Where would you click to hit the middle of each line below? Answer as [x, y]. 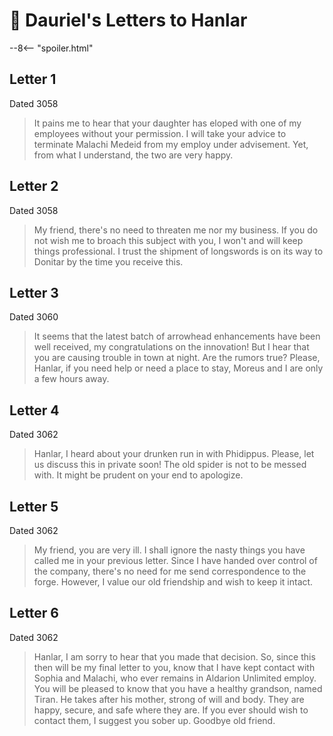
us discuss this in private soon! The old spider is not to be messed [170, 465]
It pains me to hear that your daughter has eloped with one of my [167, 123]
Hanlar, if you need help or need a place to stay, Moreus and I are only [178, 368]
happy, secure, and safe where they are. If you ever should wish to [171, 710]
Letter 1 [33, 79]
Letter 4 [34, 410]
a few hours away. [71, 379]
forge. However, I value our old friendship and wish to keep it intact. [173, 582]
